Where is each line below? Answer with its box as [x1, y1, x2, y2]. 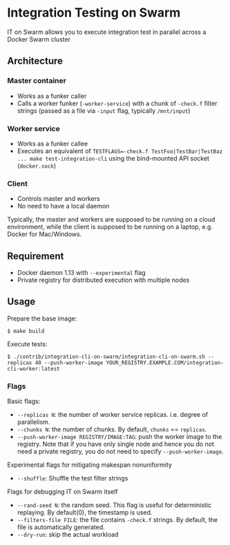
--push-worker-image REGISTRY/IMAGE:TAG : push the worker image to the [17, 433, 222, 441]
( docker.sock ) [17, 161, 57, 170]
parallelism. [17, 418, 50, 427]
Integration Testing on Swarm [7, 5, 181, 21]
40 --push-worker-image [35, 359, 104, 366]
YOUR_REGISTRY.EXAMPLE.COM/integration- [106, 359, 224, 366]
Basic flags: [7, 397, 41, 406]
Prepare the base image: [7, 314, 77, 323]
